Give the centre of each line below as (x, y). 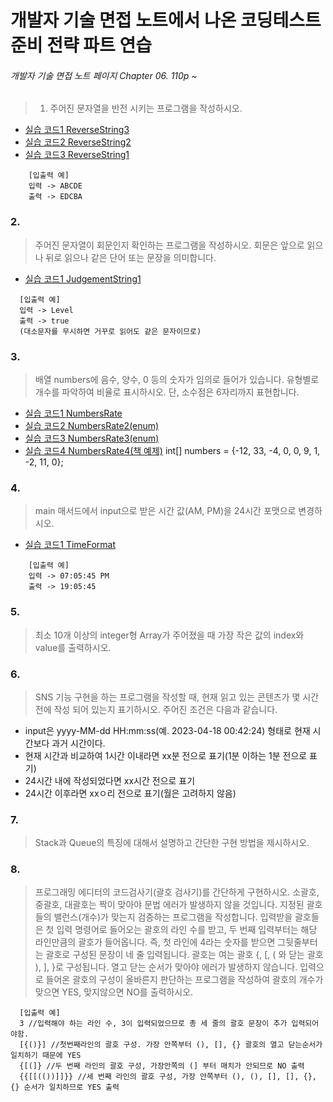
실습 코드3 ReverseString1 (77, 155)
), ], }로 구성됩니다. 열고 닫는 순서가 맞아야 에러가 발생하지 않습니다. (166, 967)
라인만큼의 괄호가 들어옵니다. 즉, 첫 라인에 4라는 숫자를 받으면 (155, 942)
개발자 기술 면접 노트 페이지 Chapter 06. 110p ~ (104, 75)
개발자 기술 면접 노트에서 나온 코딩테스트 (166, 20)
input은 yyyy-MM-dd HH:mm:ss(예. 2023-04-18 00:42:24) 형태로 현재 (167, 730)
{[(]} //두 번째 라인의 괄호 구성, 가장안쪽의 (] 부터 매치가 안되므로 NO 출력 (162, 1066)
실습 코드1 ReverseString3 (77, 130)
